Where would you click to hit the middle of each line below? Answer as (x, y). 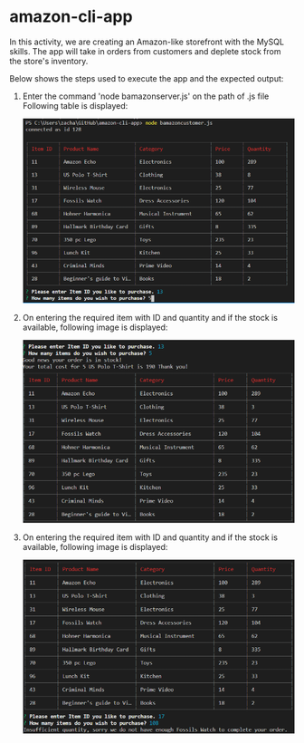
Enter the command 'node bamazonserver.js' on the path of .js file (146, 96)
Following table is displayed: (75, 105)
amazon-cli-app (71, 17)
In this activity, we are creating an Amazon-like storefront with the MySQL (147, 42)
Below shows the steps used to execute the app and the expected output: (147, 78)
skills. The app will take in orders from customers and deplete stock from (145, 51)
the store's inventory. (49, 61)
